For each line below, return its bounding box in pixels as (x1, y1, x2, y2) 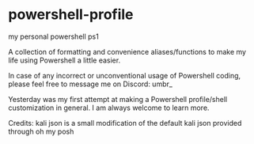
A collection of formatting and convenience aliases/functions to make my (8, 47, 247, 56)
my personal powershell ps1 (8, 32, 99, 41)
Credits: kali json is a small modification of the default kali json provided (8, 118, 242, 127)
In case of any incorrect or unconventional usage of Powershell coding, (8, 70, 241, 80)
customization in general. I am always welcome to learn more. (8, 103, 210, 112)
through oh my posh (8, 127, 74, 136)
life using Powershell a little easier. (8, 55, 121, 65)
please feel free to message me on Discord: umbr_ (8, 79, 172, 89)
